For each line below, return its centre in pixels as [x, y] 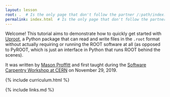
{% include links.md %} [30, 90]
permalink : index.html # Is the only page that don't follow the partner [86, 19]
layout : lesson [21, 10]
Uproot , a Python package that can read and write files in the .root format [83, 39]
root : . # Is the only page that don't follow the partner [70, 15]
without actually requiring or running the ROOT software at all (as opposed [83, 44]
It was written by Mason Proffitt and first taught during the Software [76, 65]
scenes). [14, 55]
